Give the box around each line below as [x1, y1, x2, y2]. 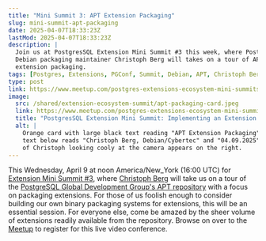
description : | [8, 41, 59, 49]
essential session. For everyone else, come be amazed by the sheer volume [8, 207, 256, 217]
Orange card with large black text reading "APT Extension [22, 129, 222, 137]
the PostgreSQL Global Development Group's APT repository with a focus [8, 183, 248, 192]
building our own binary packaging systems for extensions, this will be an [8, 199, 248, 209]
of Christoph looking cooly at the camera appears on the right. [22, 144, 243, 152]
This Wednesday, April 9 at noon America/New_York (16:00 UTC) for [8, 165, 231, 175]
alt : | [15, 122, 37, 130]
